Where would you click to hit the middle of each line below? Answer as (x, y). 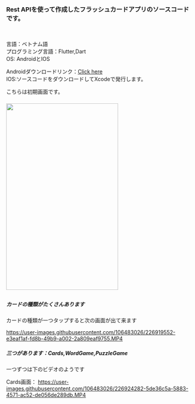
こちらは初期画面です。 (35, 92)
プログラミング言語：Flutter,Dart (46, 51)
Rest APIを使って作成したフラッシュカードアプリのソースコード (98, 9)
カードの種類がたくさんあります (45, 304)
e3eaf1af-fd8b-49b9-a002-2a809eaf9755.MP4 (65, 339)
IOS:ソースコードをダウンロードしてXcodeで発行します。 (76, 79)
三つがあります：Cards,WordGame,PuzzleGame (67, 353)
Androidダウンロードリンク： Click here (55, 72)
